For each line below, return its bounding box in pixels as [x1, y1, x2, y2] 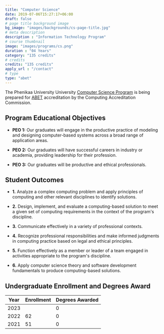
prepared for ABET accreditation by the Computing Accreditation [5, 94, 136, 100]
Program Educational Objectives [5, 114, 106, 122]
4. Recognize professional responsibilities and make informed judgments [12, 233, 160, 239]
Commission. [5, 99, 32, 106]
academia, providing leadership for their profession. [12, 152, 117, 158]
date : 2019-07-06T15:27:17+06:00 [5, 12, 73, 17]
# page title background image [5, 21, 69, 26]
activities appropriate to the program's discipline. [12, 253, 112, 259]
